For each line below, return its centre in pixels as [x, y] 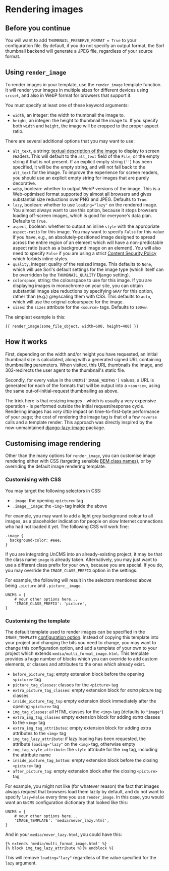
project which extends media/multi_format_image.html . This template [77, 653]
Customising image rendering [53, 444]
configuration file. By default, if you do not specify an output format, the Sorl [85, 46]
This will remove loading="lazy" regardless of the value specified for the [81, 858]
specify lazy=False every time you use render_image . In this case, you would [84, 797]
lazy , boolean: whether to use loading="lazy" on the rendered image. [85, 204]
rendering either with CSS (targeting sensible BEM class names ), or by [78, 461]
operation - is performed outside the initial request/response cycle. [75, 406]
